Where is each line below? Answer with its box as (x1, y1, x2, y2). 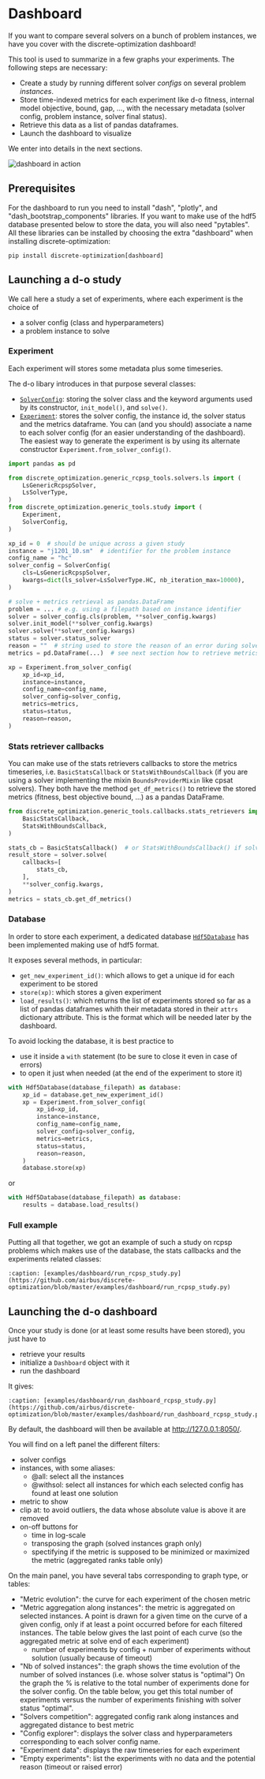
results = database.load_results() (22, 1201, 140, 1209)
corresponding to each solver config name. (19, 1737, 160, 1747)
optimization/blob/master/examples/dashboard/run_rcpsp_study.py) (8, 1284, 231, 1291)
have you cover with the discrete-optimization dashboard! (8, 39, 196, 48)
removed (19, 1514, 49, 1523)
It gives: (8, 1381, 34, 1391)
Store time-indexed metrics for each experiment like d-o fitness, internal (19, 95, 255, 104)
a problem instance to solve (19, 326, 110, 335)
